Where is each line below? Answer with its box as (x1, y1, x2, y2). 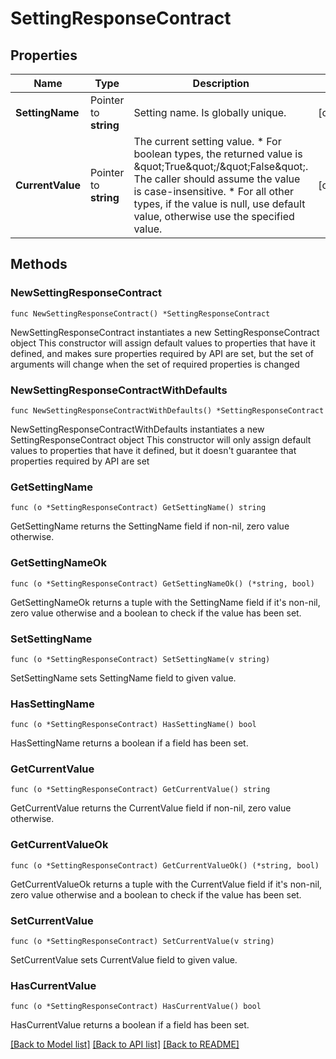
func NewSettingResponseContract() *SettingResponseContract (10, 308, 271, 319)
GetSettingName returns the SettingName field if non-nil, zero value (10, 520, 290, 532)
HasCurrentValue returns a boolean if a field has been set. (10, 1019, 250, 1031)
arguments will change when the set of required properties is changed (10, 358, 300, 370)
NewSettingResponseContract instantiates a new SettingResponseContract (10, 326, 320, 338)
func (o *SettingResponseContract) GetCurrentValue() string (10, 785, 271, 795)
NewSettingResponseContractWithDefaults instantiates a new (10, 423, 265, 435)
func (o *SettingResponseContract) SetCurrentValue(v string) (10, 937, 275, 947)
